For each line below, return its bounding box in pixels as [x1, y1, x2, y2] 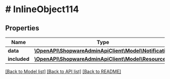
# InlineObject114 [5, 4, 79, 15]
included [8, 56, 29, 62]
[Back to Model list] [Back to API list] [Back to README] [5, 68, 121, 74]
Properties [5, 24, 39, 32]
